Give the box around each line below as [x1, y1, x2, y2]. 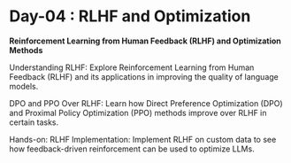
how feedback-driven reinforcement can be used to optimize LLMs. [9, 144, 255, 154]
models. [9, 81, 39, 91]
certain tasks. [9, 117, 59, 128]
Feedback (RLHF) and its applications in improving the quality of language [9, 71, 279, 81]
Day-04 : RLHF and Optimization [9, 6, 251, 27]
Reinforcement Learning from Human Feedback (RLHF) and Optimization [9, 35, 281, 46]
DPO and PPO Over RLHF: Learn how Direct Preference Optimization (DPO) [9, 97, 283, 108]
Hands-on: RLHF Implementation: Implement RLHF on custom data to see [9, 134, 277, 144]
